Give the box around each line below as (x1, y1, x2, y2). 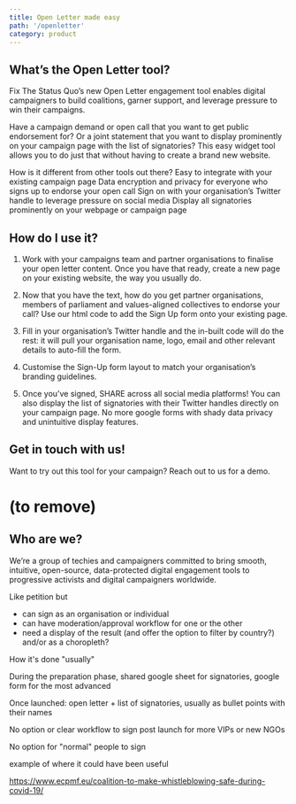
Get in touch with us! (9, 442, 125, 457)
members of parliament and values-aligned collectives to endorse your (21, 299, 281, 310)
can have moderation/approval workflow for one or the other (21, 617, 243, 629)
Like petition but (9, 591, 68, 602)
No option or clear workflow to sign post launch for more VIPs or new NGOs (9, 723, 285, 735)
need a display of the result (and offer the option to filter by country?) (21, 627, 276, 638)
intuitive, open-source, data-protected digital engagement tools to (9, 564, 250, 576)
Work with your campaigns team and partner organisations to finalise (21, 254, 274, 264)
